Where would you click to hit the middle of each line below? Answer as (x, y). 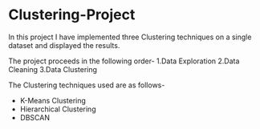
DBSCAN (35, 117)
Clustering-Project (72, 15)
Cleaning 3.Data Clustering (53, 69)
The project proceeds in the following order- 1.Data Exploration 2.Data (124, 61)
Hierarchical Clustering (58, 109)
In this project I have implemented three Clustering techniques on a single (130, 37)
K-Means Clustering (53, 100)
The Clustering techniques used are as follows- (87, 85)
